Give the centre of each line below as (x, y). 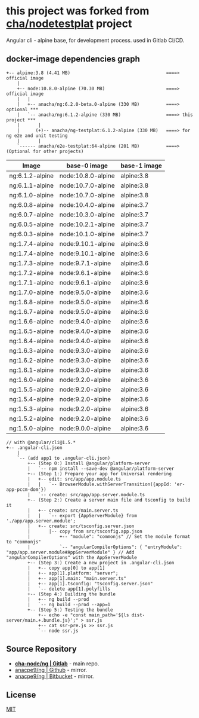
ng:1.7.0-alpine (31, 292)
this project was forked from (78, 11)
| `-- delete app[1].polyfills (69, 589)
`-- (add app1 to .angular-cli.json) (64, 458)
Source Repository (42, 649)
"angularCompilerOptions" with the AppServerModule (71, 557)
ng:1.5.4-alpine (31, 399)
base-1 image (142, 166)
